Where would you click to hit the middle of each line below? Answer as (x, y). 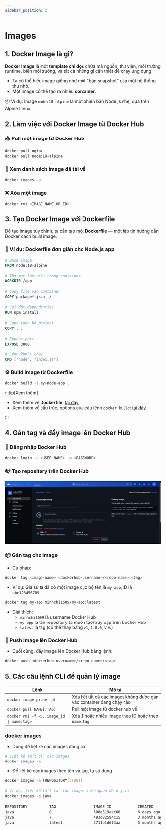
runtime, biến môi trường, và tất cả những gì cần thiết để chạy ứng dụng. (79, 71)
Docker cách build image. (31, 236)
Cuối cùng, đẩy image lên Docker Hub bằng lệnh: (62, 651)
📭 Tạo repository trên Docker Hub (47, 471)
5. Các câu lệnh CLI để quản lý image (63, 676)
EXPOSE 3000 (17, 344)
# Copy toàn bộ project (30, 323)
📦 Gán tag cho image (32, 555)
